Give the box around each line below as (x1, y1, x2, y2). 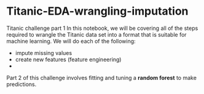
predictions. (6, 81, 37, 88)
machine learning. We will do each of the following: (6, 37, 136, 45)
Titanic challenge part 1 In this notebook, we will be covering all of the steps (6, 24, 198, 32)
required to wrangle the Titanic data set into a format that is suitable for (6, 31, 187, 38)
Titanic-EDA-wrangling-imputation (6, 4, 189, 18)
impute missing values (15, 49, 73, 56)
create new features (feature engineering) (15, 56, 122, 63)
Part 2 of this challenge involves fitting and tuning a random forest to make (6, 74, 197, 81)
